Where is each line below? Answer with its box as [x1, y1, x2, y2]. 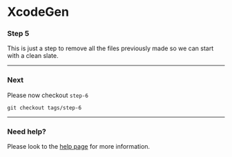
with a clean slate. [7, 52, 59, 60]
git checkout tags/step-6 [7, 104, 81, 111]
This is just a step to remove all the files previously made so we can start [7, 44, 214, 52]
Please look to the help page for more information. [7, 143, 151, 151]
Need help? [7, 127, 46, 136]
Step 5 [7, 29, 30, 39]
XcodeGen [7, 4, 69, 20]
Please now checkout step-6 [7, 91, 88, 99]
